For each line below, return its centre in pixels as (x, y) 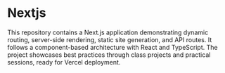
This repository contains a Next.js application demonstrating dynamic (108, 32)
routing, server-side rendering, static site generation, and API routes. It (110, 39)
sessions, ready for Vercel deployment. (64, 62)
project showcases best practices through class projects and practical (109, 55)
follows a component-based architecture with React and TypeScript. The (112, 47)
